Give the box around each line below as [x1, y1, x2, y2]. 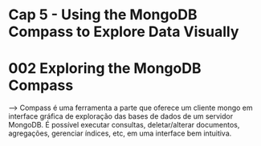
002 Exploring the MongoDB [8, 59, 202, 78]
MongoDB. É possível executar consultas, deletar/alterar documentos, [8, 120, 240, 130]
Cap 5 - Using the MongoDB [8, 6, 198, 24]
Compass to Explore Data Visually [8, 22, 239, 41]
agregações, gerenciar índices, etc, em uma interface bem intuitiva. [8, 128, 232, 138]
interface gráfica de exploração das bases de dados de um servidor [8, 112, 234, 121]
